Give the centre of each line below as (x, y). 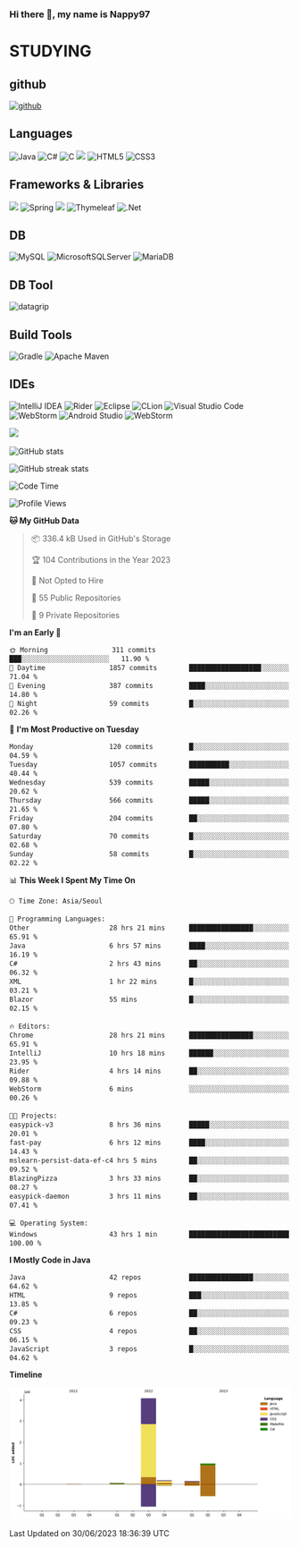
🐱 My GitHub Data (45, 520)
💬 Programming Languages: (57, 919)
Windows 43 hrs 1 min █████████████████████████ (149, 1234)
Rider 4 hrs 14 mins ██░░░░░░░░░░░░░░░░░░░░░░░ (149, 1071)
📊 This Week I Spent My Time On (72, 880)
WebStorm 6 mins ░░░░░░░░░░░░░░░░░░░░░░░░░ (149, 1089)
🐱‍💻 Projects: (33, 1116)
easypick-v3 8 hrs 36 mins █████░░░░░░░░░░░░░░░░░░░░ (149, 1125)
